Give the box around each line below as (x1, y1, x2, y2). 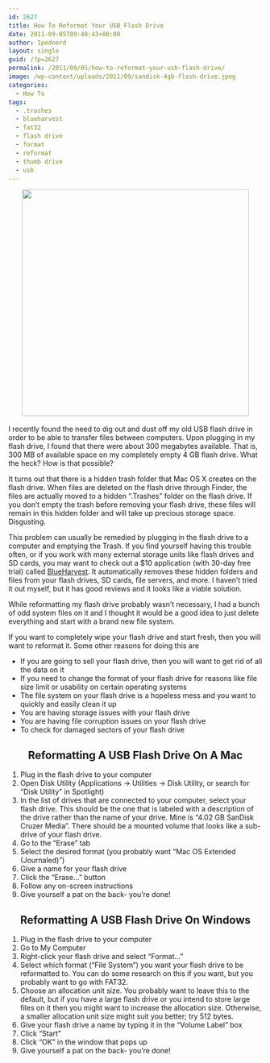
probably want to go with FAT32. (19, 978, 129, 986)
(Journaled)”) (19, 855, 65, 866)
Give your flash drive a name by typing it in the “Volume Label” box (19, 1020, 243, 1029)
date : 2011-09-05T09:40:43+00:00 (8, 30, 121, 38)
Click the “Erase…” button (19, 873, 106, 882)
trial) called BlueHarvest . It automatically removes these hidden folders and (8, 567, 258, 576)
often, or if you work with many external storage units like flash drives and (8, 550, 255, 559)
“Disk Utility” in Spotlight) (19, 787, 105, 797)
